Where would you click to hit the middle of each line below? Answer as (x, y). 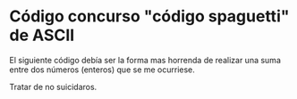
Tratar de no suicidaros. (53, 87)
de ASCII (42, 35)
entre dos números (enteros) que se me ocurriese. (102, 70)
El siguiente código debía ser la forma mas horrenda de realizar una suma (145, 60)
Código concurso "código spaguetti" (149, 16)
